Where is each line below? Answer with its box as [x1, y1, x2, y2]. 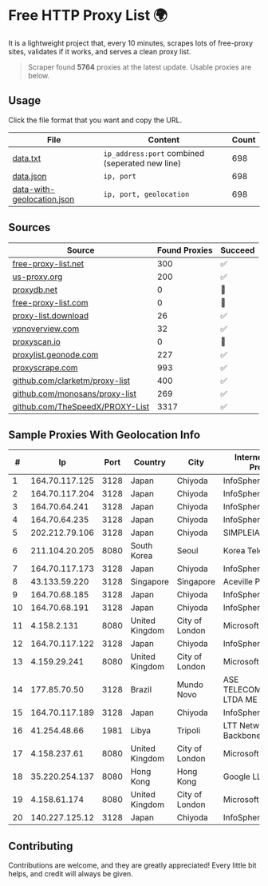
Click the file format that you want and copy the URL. [8, 115, 182, 125]
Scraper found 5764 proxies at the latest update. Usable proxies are [27, 62, 252, 72]
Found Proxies [156, 245, 213, 256]
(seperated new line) [103, 158, 182, 169]
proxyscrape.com [12, 361, 78, 373]
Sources [8, 221, 51, 234]
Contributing [8, 839, 73, 852]
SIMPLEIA [223, 527, 261, 538]
